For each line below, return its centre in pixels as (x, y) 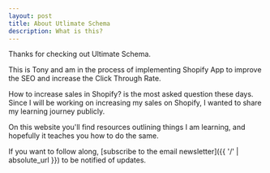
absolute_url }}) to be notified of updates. (77, 160)
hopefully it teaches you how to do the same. (84, 136)
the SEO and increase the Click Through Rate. (85, 79)
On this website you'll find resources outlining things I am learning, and (127, 128)
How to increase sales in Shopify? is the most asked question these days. (131, 94)
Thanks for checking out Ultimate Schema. (80, 54)
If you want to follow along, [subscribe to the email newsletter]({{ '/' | (124, 152)
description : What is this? (56, 31)
